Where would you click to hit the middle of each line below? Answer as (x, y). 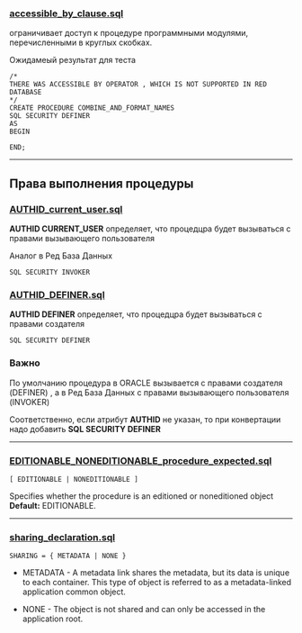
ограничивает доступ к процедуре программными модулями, (129, 33)
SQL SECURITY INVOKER (50, 272)
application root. (53, 619)
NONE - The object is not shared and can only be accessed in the (144, 610)
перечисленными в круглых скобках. (81, 42)
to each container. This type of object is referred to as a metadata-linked (157, 583)
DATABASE (26, 93)
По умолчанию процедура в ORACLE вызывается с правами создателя (146, 383)
